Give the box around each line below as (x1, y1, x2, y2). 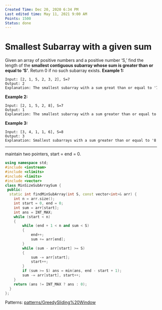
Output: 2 (5, 81, 25, 86)
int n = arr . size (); (13, 196, 55, 201)
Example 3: (5, 120, 28, 126)
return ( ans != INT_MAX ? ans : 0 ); (13, 281, 88, 287)
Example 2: (5, 94, 28, 100)
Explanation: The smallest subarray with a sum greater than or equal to (5, 112, 157, 117)
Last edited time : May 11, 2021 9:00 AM (5, 12, 88, 16)
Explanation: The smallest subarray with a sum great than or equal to (5, 86, 152, 90)
